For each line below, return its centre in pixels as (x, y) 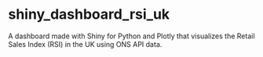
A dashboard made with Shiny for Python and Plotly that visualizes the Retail (131, 36)
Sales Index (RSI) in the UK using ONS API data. (85, 44)
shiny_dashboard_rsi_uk (89, 14)
